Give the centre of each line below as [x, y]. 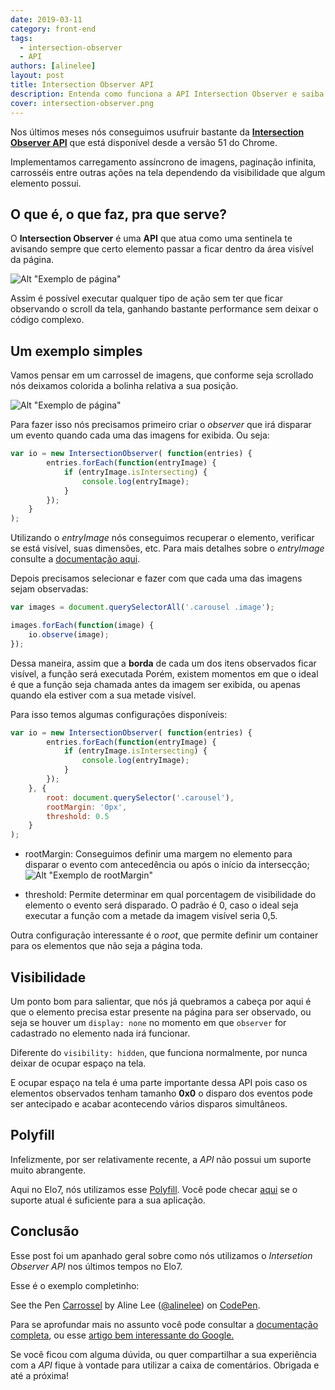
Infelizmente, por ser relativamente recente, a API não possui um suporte [161, 1159]
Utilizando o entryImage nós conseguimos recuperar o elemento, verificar [162, 538]
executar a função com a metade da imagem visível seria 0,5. [151, 916]
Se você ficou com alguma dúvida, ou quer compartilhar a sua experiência [163, 1354]
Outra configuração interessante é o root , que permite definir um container [164, 935]
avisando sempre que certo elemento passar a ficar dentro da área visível [162, 249]
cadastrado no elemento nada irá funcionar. [100, 1033]
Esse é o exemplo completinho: [75, 1285]
